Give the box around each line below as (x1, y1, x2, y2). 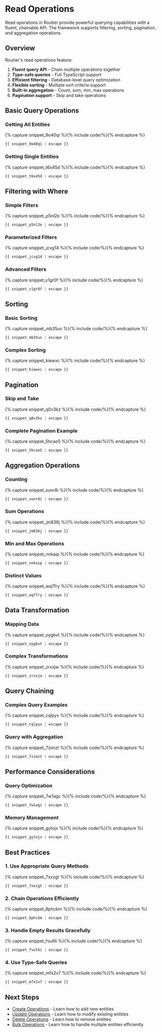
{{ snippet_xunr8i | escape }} (5, 496, 69, 501)
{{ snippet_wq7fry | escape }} (5, 593, 69, 598)
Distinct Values (5, 572, 42, 579)
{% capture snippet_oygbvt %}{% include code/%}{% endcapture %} (5, 632, 145, 637)
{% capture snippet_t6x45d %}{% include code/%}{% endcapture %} (5, 164, 145, 170)
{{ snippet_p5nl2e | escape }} (5, 222, 69, 227)
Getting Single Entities (5, 153, 59, 160)
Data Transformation (5, 606, 70, 615)
